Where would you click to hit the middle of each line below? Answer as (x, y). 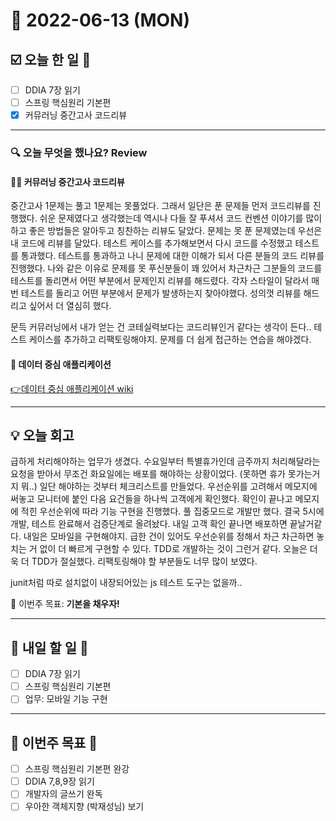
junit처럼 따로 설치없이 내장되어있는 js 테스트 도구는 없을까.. (126, 583)
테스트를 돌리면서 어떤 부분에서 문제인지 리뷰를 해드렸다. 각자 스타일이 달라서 (160, 281)
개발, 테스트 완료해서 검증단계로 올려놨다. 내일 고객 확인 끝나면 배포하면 (149, 524)
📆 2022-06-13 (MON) (100, 20)
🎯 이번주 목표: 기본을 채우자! (65, 604)
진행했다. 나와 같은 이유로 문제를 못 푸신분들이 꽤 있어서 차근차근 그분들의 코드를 (166, 268)
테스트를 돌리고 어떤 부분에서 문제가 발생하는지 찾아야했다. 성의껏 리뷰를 (161, 293)
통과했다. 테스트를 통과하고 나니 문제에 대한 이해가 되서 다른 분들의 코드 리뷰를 (172, 256)
